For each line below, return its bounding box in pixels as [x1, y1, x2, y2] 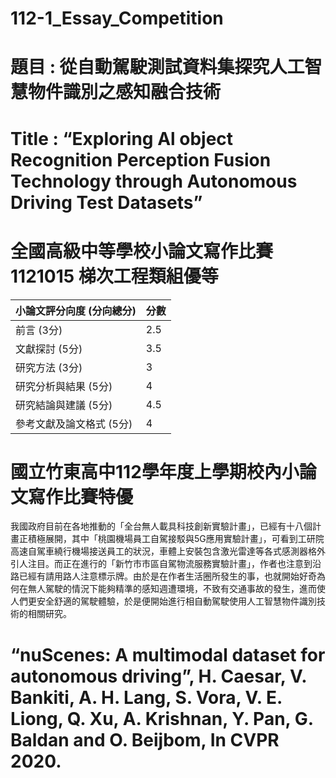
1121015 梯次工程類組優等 [10, 265, 219, 287]
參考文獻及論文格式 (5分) [15, 417, 133, 431]
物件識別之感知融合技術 [28, 81, 222, 104]
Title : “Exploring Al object [10, 127, 234, 150]
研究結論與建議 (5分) [15, 398, 113, 412]
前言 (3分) [15, 323, 63, 337]
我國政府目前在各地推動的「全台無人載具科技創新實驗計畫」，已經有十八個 [10, 520, 313, 532]
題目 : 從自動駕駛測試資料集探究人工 [10, 56, 305, 79]
